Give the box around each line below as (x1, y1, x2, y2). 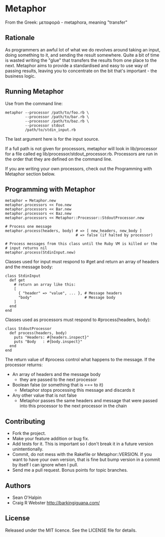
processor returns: (5, 362, 43, 368)
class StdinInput (5, 274, 41, 279)
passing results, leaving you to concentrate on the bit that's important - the (5, 68, 158, 74)
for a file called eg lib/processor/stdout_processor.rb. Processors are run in (5, 151, 158, 157)
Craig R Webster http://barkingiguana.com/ (12, 500, 100, 505)
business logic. (5, 73, 36, 79)
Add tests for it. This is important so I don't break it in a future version (12, 441, 154, 447)
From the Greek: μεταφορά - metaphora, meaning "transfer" (5, 19, 128, 25)
